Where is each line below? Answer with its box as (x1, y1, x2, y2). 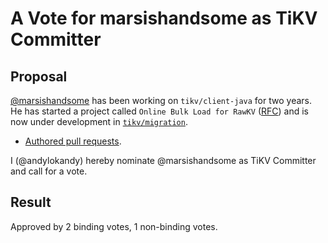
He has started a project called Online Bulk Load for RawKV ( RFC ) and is (10, 105, 309, 117)
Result (10, 194, 52, 211)
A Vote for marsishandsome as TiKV (10, 7, 318, 30)
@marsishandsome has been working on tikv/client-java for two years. (10, 95, 312, 106)
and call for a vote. (10, 165, 88, 177)
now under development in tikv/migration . (10, 116, 188, 127)
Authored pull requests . (24, 135, 122, 147)
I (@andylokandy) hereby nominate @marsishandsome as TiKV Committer (10, 155, 317, 166)
